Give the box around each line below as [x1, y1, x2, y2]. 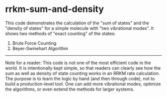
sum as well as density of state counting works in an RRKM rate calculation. [5, 70, 160, 76]
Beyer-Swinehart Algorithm [12, 45, 69, 51]
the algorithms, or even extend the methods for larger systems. [5, 86, 135, 92]
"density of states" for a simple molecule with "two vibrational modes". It [5, 25, 154, 31]
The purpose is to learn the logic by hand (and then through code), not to [5, 76, 155, 82]
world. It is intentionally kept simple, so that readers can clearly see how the [5, 65, 161, 71]
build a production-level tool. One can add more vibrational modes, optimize [5, 81, 161, 87]
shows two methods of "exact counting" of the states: [5, 30, 116, 36]
